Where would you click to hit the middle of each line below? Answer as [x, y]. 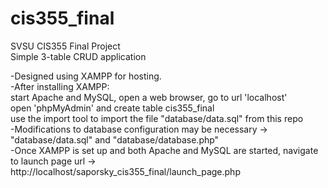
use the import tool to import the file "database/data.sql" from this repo [157, 118]
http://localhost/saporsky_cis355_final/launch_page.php [125, 171]
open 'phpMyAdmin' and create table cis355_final [112, 108]
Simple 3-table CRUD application [78, 56]
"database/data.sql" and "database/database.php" [115, 139]
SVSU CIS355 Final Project [65, 46]
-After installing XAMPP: [60, 86]
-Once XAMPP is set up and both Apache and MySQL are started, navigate [164, 150]
